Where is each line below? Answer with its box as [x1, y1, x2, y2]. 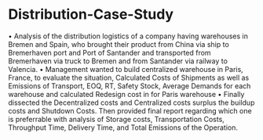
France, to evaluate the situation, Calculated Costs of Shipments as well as [8, 73, 250, 82]
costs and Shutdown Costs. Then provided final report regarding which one [8, 106, 253, 115]
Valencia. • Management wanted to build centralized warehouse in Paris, [8, 64, 243, 74]
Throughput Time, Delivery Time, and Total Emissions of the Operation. [8, 123, 238, 132]
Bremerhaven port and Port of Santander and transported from [8, 48, 211, 57]
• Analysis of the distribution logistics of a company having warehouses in [8, 31, 249, 41]
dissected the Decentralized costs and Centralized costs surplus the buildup [8, 98, 255, 107]
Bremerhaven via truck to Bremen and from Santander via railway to [8, 56, 228, 66]
